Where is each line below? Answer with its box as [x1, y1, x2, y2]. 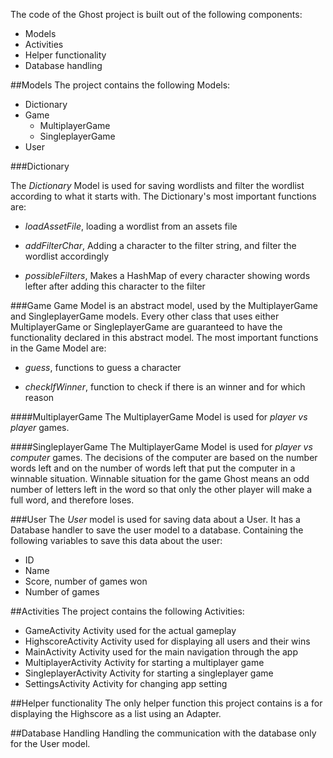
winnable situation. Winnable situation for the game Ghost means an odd [10, 473, 310, 484]
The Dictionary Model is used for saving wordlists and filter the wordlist [10, 180, 305, 191]
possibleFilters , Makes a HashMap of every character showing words [24, 270, 311, 281]
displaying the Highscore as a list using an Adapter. [10, 708, 222, 719]
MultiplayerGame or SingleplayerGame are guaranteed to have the [10, 321, 283, 333]
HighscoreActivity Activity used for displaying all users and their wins [24, 635, 311, 647]
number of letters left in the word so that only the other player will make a [10, 484, 313, 495]
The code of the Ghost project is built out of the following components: [10, 9, 303, 20]
